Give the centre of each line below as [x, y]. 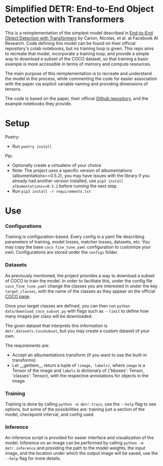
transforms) [24, 360]
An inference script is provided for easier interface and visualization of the [80, 438]
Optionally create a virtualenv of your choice [56, 165]
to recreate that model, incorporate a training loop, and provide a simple [77, 53]
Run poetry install [32, 146]
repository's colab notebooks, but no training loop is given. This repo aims [80, 48]
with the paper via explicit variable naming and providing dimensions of [77, 83]
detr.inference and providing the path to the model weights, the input [75, 448]
